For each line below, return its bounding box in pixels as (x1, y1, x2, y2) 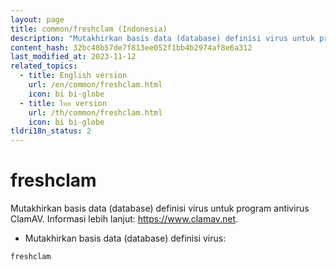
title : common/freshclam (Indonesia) (10, 24, 168, 34)
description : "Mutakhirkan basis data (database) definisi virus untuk (10, 33, 315, 43)
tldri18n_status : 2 (10, 126, 92, 136)
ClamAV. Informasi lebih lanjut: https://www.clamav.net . (10, 213, 239, 225)
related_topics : (10, 61, 78, 71)
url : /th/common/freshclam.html (28, 107, 163, 118)
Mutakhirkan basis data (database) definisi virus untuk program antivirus (10, 202, 310, 215)
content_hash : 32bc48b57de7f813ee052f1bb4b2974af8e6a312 (10, 42, 253, 53)
